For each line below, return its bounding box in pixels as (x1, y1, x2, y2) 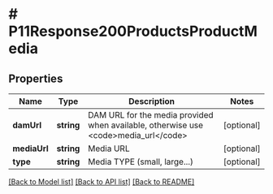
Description (128, 96, 175, 106)
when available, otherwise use (88, 119, 204, 131)
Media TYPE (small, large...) (88, 156, 193, 167)
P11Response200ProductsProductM (8, 22, 258, 41)
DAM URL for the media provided (88, 110, 214, 120)
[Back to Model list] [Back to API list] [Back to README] (8, 177, 195, 187)
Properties (8, 71, 63, 85)
